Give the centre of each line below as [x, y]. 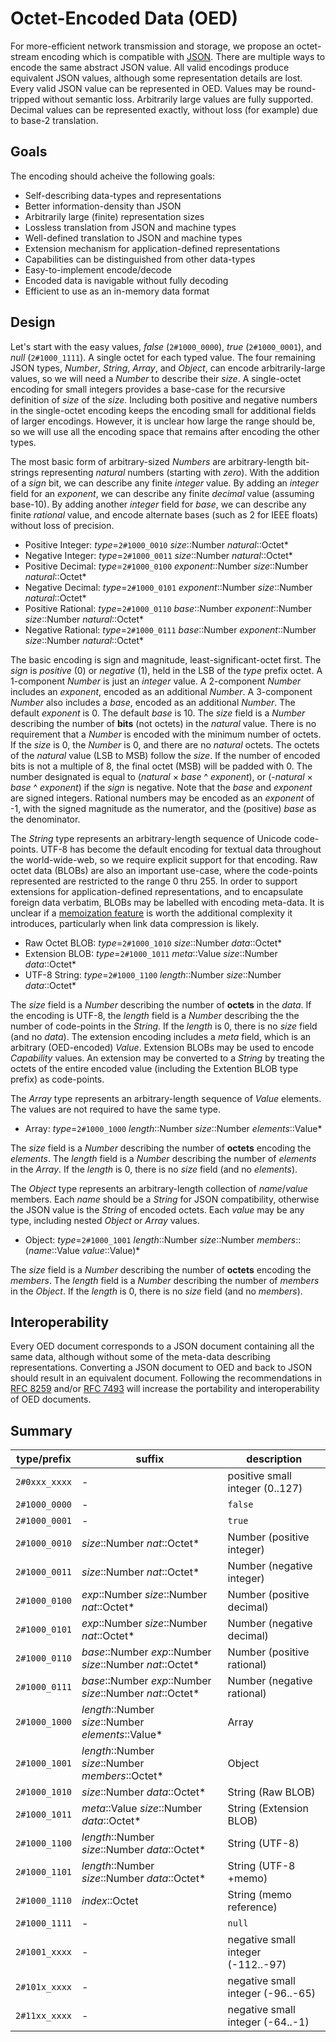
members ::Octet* [122, 1776]
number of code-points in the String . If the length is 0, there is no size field [164, 1026]
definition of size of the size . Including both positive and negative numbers [164, 399]
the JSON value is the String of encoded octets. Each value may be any [157, 1209]
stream [25, 56]
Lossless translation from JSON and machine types [130, 227]
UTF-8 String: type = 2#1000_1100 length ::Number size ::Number [153, 974]
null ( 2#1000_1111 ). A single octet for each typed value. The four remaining [163, 357]
